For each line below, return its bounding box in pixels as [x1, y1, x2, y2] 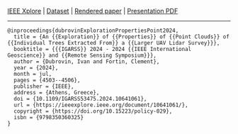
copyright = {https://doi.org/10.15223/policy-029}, [13, 108, 173, 115]
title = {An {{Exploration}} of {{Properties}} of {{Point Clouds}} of [13, 33, 230, 40]
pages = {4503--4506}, [13, 77, 81, 84]
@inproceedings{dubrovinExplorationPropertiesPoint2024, [7, 27, 179, 34]
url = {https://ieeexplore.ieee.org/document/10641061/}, [13, 101, 189, 108]
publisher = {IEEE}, [13, 83, 74, 90]
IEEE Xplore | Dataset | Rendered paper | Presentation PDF [7, 7, 178, 15]
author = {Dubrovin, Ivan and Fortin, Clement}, [13, 58, 160, 65]
